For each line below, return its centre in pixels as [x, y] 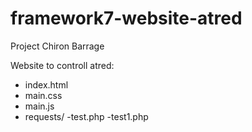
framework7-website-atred [126, 18]
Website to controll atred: [62, 65]
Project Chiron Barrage [57, 46]
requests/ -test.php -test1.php [86, 116]
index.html [46, 84]
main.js [39, 106]
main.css [43, 95]
